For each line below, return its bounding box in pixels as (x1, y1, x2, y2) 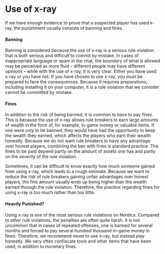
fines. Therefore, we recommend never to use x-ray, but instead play (5, 233, 145, 239)
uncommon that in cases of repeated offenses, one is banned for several (5, 222, 153, 228)
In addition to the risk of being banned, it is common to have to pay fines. (5, 112, 154, 118)
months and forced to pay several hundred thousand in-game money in (5, 227, 150, 233)
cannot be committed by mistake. (5, 89, 73, 95)
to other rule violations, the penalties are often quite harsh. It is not (5, 217, 140, 223)
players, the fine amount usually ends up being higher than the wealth (5, 179, 147, 185)
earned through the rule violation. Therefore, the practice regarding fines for (5, 184, 160, 190)
